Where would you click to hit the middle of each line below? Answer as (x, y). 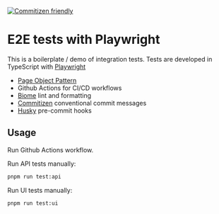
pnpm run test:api (34, 176)
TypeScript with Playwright (47, 67)
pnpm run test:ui (33, 203)
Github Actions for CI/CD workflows (70, 88)
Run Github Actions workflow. (51, 150)
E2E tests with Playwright (84, 40)
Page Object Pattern (47, 80)
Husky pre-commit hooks (54, 111)
